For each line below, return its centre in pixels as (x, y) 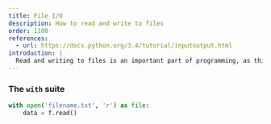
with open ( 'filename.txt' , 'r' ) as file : (79, 105)
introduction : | (35, 53)
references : (28, 38)
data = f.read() (50, 114)
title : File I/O (35, 16)
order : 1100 (28, 31)
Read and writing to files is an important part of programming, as (133, 61)
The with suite (37, 89)
